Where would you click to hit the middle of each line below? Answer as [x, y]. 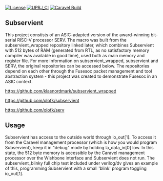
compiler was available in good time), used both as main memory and [75, 55]
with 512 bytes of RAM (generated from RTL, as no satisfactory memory [77, 50]
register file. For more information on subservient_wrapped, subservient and [82, 61]
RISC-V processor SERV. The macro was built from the [72, 40]
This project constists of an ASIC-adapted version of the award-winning [77, 35]
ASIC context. [19, 81]
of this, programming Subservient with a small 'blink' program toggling [76, 168]
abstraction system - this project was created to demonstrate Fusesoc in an [81, 76]
